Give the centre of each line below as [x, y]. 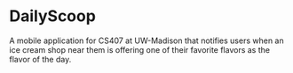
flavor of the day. [40, 59]
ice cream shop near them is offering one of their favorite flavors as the [140, 49]
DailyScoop [52, 16]
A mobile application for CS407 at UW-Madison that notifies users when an [146, 40]
